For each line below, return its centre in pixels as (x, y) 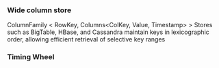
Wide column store (39, 10)
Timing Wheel (31, 57)
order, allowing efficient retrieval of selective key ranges (86, 39)
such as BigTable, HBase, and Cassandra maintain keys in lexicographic (108, 32)
